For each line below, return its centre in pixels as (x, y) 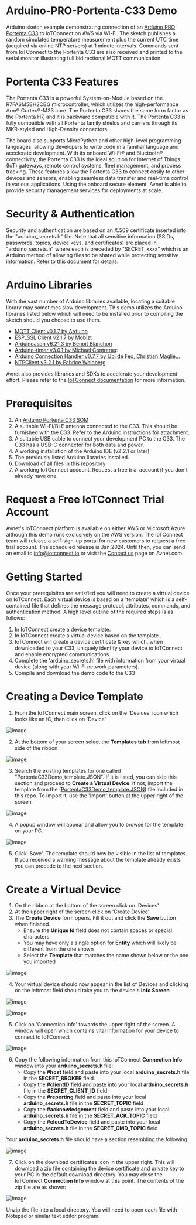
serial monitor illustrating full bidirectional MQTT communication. (84, 58)
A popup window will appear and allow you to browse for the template (99, 824)
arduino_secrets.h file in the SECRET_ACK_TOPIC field (90, 1116)
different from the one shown (59, 949)
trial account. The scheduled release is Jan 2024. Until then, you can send (96, 547)
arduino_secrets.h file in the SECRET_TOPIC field (83, 1103)
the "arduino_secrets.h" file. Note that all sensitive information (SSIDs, (90, 236)
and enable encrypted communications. (63, 654)
